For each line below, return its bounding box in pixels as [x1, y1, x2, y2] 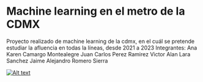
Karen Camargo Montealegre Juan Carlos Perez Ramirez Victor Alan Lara [6, 50, 191, 58]
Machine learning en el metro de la [6, 4, 185, 18]
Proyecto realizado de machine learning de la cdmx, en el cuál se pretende [6, 37, 194, 45]
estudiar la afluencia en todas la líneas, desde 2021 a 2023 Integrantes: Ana [6, 44, 197, 51]
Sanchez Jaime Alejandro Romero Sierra [6, 57, 108, 64]
